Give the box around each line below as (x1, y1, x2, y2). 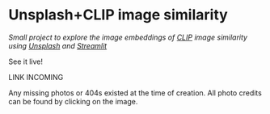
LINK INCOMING (8, 72, 64, 82)
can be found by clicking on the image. (8, 96, 138, 106)
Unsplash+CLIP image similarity (8, 6, 228, 24)
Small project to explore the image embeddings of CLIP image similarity (8, 32, 248, 42)
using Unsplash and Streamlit (8, 40, 108, 50)
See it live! (8, 57, 43, 66)
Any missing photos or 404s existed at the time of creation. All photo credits (8, 87, 263, 98)
